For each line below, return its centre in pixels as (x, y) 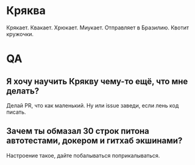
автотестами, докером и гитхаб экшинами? (94, 141)
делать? (23, 91)
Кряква (26, 11)
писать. (16, 112)
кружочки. (20, 34)
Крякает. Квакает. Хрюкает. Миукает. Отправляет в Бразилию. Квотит (97, 28)
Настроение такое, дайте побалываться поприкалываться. (83, 155)
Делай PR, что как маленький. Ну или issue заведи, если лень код (93, 105)
